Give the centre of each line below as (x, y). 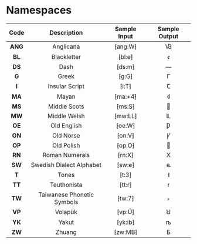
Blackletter (66, 56)
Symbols (66, 202)
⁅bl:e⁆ (125, 56)
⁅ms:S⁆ (125, 106)
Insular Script (66, 86)
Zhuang (66, 232)
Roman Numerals (66, 155)
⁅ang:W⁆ (126, 46)
